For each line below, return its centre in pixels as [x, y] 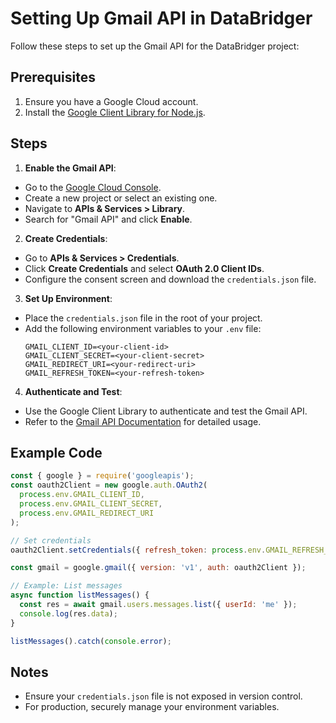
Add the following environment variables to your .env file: [143, 328]
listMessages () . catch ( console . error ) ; [91, 641]
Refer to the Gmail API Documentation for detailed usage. [143, 421]
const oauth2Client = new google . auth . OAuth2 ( [109, 485]
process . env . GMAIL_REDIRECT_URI [87, 513]
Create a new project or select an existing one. [121, 198]
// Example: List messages [66, 586]
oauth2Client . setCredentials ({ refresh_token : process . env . [138, 550]
